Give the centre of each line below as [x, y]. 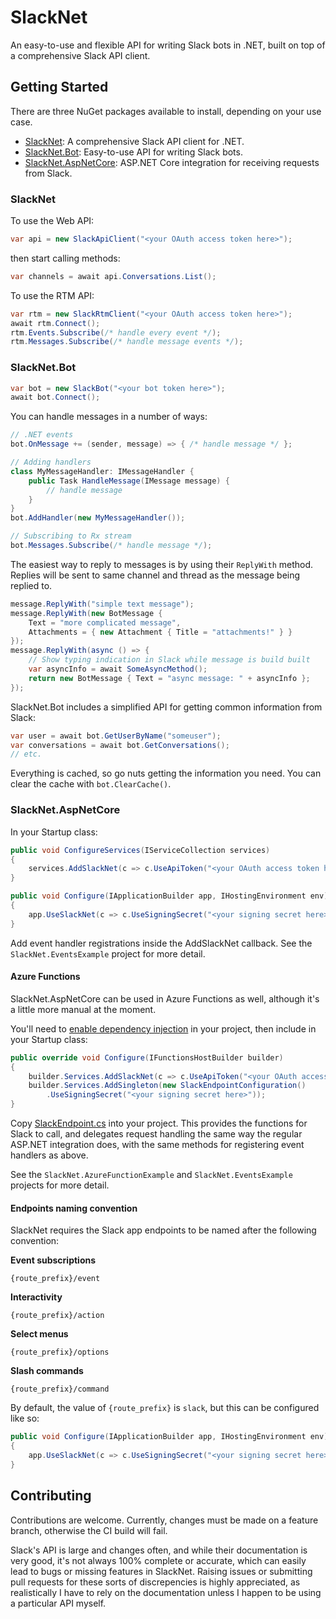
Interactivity [36, 1297]
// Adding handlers [51, 462]
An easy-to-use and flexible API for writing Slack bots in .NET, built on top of [168, 45]
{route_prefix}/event [55, 1279]
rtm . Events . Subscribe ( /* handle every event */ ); [116, 332]
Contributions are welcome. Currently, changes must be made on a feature [164, 1520]
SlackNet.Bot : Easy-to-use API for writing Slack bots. [133, 152]
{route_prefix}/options [60, 1352]
